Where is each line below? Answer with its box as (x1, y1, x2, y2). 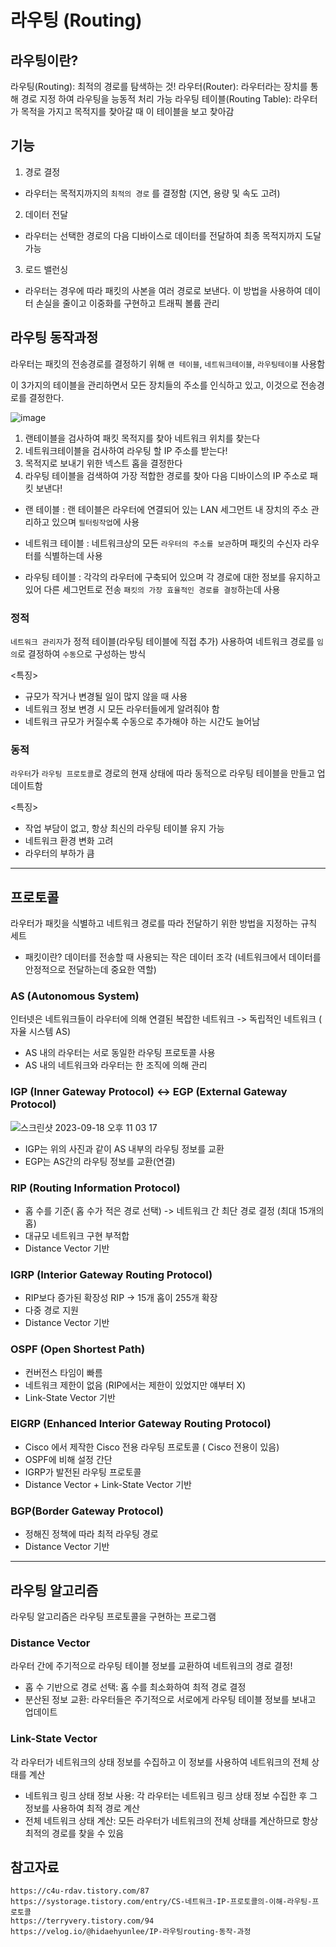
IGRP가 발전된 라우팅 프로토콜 (24, 1466, 142, 1478)
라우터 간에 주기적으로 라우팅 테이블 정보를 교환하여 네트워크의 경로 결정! (10, 1660, 293, 1672)
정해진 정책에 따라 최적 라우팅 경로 (24, 1528, 159, 1540)
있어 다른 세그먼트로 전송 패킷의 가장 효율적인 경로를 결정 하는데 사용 (24, 583, 281, 595)
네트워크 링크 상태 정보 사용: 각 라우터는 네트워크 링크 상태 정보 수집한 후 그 (24, 1789, 318, 1801)
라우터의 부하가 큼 (24, 847, 95, 860)
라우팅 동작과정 (10, 329, 99, 346)
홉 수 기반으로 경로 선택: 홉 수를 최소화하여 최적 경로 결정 (24, 1681, 247, 1693)
